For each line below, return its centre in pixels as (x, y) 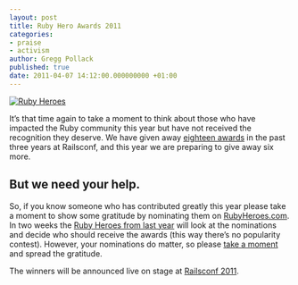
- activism (29, 51)
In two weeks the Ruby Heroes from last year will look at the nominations (143, 225)
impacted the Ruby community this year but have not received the (130, 128)
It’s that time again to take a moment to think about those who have (132, 118)
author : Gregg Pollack (51, 59)
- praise (25, 42)
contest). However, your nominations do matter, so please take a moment (144, 244)
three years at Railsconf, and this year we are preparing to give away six (141, 147)
